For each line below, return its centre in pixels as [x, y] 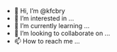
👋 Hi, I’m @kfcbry [39, 11]
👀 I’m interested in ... [44, 18]
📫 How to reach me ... [47, 41]
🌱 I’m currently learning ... [52, 26]
